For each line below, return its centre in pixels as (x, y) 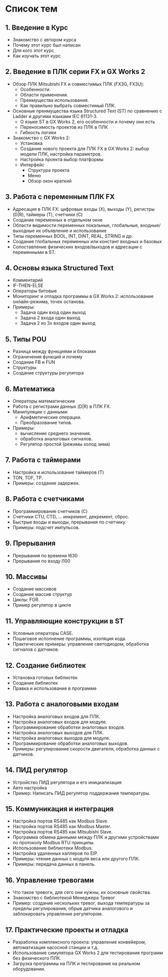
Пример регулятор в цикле (42, 605)
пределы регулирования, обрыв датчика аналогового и (73, 909)
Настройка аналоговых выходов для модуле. (61, 738)
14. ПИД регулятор (37, 770)
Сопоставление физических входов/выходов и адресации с (77, 247)
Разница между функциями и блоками (54, 351)
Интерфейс (32, 165)
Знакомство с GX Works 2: (41, 138)
